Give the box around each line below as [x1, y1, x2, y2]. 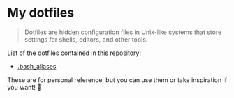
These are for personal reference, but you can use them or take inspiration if [7, 75, 227, 84]
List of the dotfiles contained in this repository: [7, 49, 142, 57]
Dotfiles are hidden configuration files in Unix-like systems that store [24, 28, 222, 36]
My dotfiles [7, 5, 75, 21]
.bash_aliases [17, 62, 57, 70]
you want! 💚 [7, 83, 42, 91]
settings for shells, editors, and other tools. [24, 35, 148, 43]
